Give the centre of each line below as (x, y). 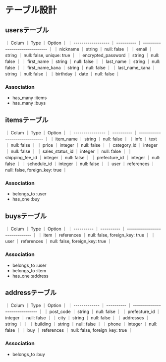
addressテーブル (31, 292)
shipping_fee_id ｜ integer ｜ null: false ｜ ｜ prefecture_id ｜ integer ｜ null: (83, 158)
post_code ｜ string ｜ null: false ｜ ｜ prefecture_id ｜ (105, 312)
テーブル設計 (31, 10)
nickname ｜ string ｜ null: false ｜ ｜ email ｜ (106, 49)
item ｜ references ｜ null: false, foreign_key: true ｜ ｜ (99, 235)
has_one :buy (26, 199)
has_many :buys (29, 103)
